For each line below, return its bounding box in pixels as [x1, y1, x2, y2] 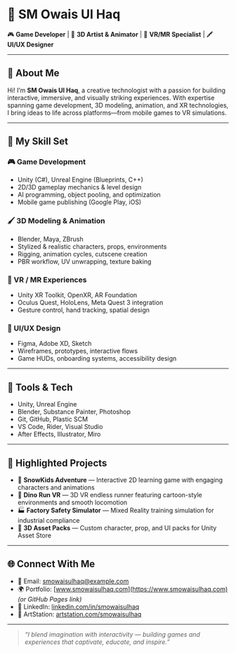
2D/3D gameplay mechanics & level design [17, 183, 142, 192]
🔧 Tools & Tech [7, 381, 73, 393]
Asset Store [17, 531, 51, 540]
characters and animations [17, 483, 95, 492]
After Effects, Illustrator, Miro [17, 430, 101, 439]
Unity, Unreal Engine [17, 400, 77, 409]
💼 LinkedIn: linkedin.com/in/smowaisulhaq [17, 602, 140, 611]
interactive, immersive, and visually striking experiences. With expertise [7, 93, 215, 101]
